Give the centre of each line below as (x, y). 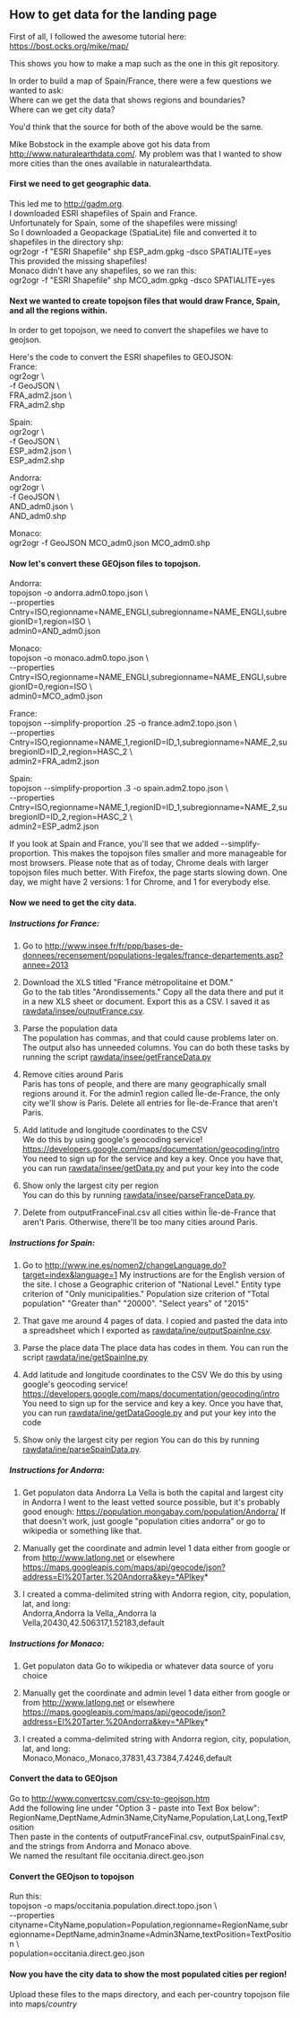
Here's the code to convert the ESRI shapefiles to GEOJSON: (121, 357)
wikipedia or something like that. (82, 1530)
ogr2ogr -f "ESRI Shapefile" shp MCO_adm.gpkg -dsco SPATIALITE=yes (142, 280)
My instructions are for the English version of (202, 1274)
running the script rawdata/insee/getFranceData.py (117, 1057)
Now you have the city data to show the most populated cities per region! (148, 1974)
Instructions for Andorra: (57, 1470)
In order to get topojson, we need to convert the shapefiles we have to (139, 330)
